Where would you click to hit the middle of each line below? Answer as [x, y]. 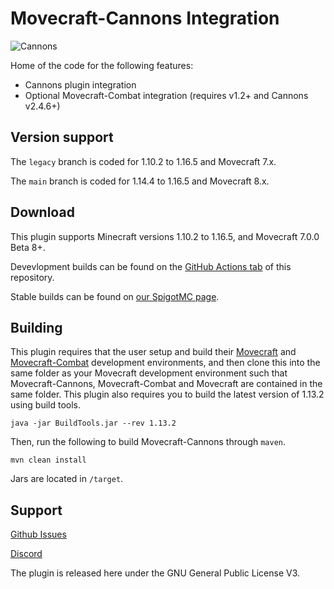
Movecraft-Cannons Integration [145, 18]
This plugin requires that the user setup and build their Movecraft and [153, 352]
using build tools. [46, 405]
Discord [26, 554]
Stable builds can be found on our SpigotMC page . [115, 296]
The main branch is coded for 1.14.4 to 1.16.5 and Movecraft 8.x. [140, 181]
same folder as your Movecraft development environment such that [149, 373]
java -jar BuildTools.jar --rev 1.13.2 [93, 423]
